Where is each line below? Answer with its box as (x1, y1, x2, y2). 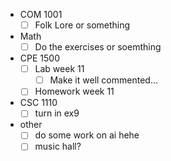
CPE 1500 (19, 52, 60, 64)
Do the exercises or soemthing (34, 41, 162, 53)
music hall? (34, 140, 82, 153)
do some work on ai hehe (34, 129, 140, 141)
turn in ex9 (34, 107, 80, 119)
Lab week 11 (34, 63, 85, 75)
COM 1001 (19, 9, 63, 20)
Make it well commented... (49, 74, 158, 86)
